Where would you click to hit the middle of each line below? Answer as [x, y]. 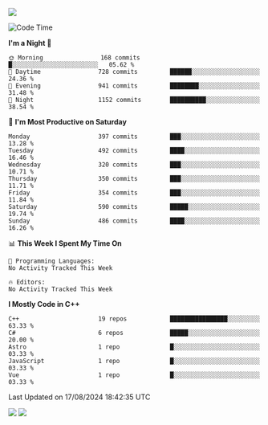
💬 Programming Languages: [51, 261]
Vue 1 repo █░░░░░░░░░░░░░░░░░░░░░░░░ [134, 375]
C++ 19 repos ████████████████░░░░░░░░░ [134, 319]
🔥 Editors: [27, 282]
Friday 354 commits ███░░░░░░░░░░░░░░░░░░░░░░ [134, 193]
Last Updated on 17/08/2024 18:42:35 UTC [79, 397]
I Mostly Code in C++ [44, 304]
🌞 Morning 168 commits [74, 58]
